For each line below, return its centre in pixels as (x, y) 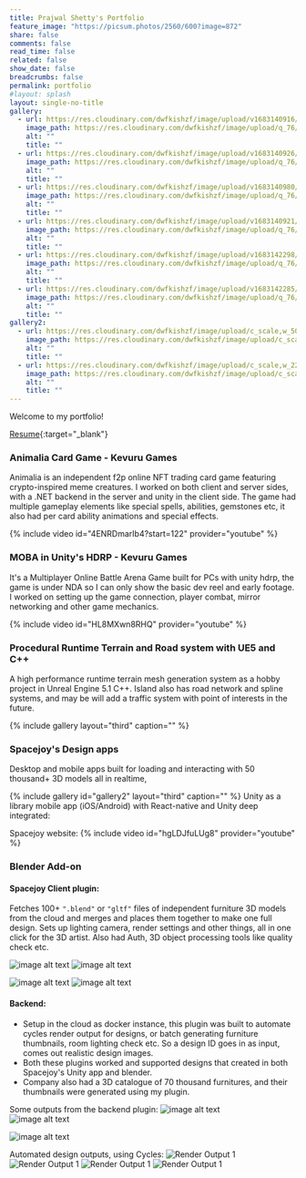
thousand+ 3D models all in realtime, (78, 779)
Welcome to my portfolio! (57, 416)
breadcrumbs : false (46, 77)
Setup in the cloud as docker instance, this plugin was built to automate (157, 1024)
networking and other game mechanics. (84, 606)
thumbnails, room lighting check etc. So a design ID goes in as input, (151, 1043)
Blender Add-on (46, 866)
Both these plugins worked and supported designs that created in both (155, 1062)
